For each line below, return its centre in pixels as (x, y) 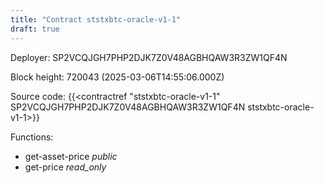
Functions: (32, 137)
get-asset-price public (71, 156)
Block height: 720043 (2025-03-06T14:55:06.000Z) (117, 77)
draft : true (35, 29)
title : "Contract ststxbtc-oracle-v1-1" (96, 19)
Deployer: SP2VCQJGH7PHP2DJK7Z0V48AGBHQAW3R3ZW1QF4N (149, 57)
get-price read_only (65, 167)
